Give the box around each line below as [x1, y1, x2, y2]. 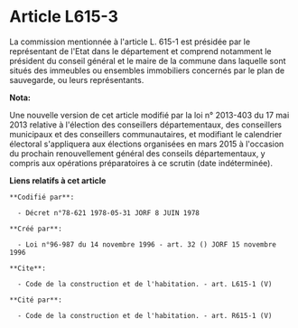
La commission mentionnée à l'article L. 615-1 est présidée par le [9, 36, 251, 47]
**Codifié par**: [9, 192, 75, 201]
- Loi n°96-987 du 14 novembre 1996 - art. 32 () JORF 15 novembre [17, 239, 277, 249]
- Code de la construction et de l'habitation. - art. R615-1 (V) [17, 311, 273, 320]
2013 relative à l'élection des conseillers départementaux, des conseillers [9, 119, 283, 130]
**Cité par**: [9, 295, 63, 305]
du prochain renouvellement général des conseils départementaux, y [9, 147, 265, 159]
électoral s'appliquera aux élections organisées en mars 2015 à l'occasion [9, 138, 284, 149]
